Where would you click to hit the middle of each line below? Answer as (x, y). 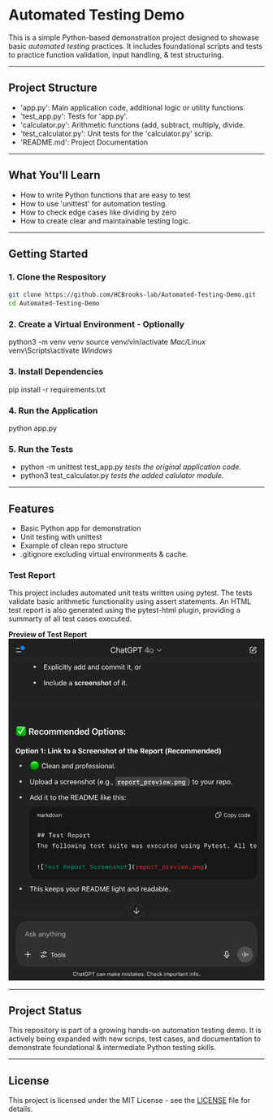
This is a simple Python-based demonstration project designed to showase (134, 37)
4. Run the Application (53, 410)
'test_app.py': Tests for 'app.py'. (74, 116)
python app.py (33, 428)
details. (21, 1109)
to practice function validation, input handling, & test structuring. (116, 54)
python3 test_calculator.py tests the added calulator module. (122, 475)
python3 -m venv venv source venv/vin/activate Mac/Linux (107, 342)
